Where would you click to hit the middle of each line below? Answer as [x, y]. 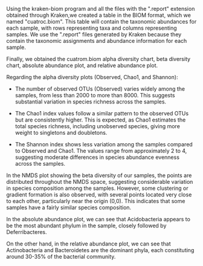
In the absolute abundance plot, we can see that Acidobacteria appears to [98, 219]
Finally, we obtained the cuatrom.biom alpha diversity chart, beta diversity [98, 59]
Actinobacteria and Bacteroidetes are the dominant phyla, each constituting [100, 250]
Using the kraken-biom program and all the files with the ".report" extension [101, 9]
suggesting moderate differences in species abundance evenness [97, 157]
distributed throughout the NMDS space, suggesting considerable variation [100, 182]
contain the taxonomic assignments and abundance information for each [97, 41]
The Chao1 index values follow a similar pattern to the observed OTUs [102, 113]
